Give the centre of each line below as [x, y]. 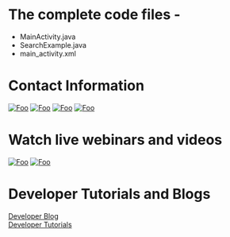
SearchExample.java [53, 45]
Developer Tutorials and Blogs [109, 194]
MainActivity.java [48, 37]
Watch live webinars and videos [115, 140]
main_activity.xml [48, 53]
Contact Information [77, 86]
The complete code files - [94, 15]
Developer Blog [34, 216]
